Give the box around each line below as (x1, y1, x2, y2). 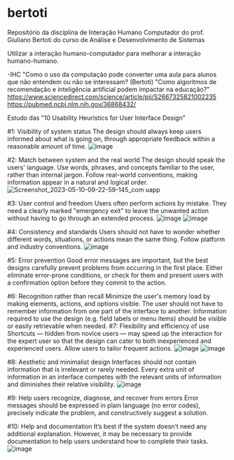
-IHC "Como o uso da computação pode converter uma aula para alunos (7, 70, 217, 79)
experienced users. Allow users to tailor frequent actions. (7, 344, 173, 352)
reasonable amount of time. (7, 142, 87, 150)
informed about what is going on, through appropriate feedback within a (7, 135, 216, 143)
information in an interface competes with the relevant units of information (7, 372, 222, 381)
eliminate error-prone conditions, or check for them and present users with (7, 271, 223, 279)
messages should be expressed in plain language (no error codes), (7, 401, 201, 410)
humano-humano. (7, 56, 60, 65)
